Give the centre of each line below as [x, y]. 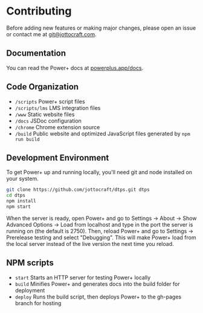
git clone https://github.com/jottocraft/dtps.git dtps [78, 190]
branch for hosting [38, 303]
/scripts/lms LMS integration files [58, 108]
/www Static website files [45, 114]
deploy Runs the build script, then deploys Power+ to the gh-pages [98, 297]
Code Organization [43, 87]
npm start [19, 207]
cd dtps [16, 195]
